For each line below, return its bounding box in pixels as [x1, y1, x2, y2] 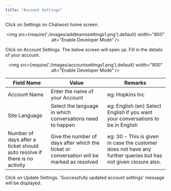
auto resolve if [8, 148, 42, 155]
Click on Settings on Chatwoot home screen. [5, 21, 99, 27]
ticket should [8, 142, 39, 149]
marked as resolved [50, 158, 98, 165]
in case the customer [107, 139, 158, 146]
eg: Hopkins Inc [107, 91, 145, 98]
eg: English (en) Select [107, 102, 161, 109]
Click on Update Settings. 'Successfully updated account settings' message [5, 174, 164, 180]
